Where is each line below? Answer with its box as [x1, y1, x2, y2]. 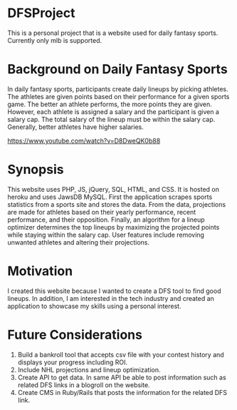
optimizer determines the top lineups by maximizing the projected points [7, 222, 220, 231]
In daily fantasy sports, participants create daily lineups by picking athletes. [7, 84, 228, 93]
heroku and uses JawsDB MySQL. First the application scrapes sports [7, 193, 213, 201]
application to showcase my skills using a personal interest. [7, 302, 181, 310]
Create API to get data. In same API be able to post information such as [17, 373, 226, 381]
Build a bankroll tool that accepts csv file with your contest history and [17, 350, 224, 359]
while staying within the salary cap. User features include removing [7, 230, 205, 239]
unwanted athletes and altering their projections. [7, 237, 149, 247]
